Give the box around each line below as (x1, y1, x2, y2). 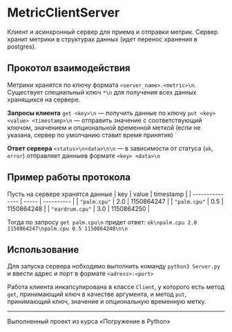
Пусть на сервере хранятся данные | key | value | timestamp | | (7, 190, 192, 198)
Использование (7, 244, 79, 255)
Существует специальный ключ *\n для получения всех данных (7, 88, 197, 96)
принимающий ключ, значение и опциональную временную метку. (7, 297, 206, 306)
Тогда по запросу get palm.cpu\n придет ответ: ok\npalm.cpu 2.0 (7, 217, 197, 226)
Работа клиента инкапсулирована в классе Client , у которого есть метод (7, 283, 225, 291)
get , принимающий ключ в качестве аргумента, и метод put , (7, 290, 187, 298)
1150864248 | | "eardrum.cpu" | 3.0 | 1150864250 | (7, 204, 151, 213)
